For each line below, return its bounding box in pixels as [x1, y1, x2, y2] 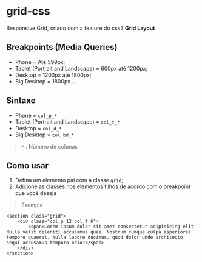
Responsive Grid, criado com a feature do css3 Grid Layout [6, 24, 155, 32]
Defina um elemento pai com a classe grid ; [15, 177, 123, 184]
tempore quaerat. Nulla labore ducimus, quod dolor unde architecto [6, 235, 183, 241]
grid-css [6, 4, 50, 18]
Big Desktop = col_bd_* [15, 131, 75, 138]
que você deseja [15, 189, 57, 197]
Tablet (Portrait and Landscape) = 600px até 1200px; [15, 65, 147, 72]
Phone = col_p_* [15, 112, 58, 119]
